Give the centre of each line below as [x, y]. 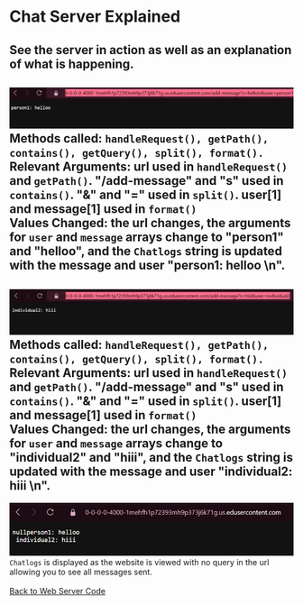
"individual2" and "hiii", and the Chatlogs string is [151, 458]
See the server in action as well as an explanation [151, 50]
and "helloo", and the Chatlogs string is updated [146, 251]
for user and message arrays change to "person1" [147, 238]
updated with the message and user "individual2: [151, 472]
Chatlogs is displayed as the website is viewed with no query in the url [139, 562]
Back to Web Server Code [58, 591]
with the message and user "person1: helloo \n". [147, 266]
